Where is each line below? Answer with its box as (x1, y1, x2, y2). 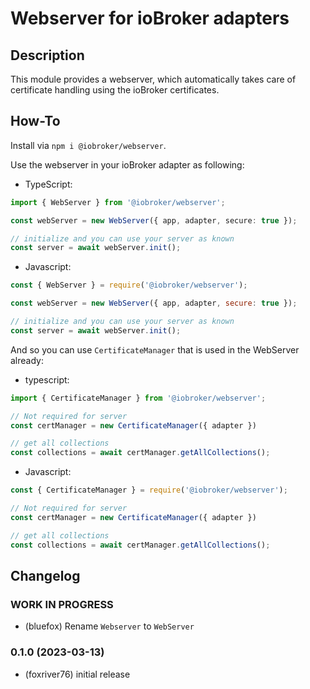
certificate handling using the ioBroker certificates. (10, 84, 220, 96)
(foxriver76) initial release (24, 668, 131, 680)
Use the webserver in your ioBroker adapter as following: (10, 158, 245, 171)
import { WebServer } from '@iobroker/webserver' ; (10, 197, 226, 207)
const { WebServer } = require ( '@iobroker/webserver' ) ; (10, 280, 248, 291)
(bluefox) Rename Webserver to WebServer (24, 620, 195, 632)
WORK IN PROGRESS (10, 597, 114, 611)
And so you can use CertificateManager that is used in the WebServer (10, 343, 300, 356)
